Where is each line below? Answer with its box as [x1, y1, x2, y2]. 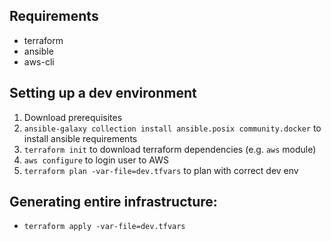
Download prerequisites [23, 111, 123, 123]
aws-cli [23, 55, 55, 68]
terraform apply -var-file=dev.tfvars [23, 222, 186, 232]
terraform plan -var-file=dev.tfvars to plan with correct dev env [23, 164, 299, 176]
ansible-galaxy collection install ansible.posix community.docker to [23, 122, 322, 134]
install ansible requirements [23, 132, 138, 144]
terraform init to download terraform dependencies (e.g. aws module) [23, 143, 317, 155]
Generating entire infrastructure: [9, 194, 218, 211]
